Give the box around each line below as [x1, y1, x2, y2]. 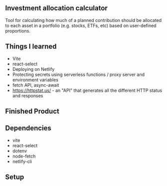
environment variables [12, 77, 59, 83]
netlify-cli [12, 158, 32, 164]
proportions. [5, 27, 31, 34]
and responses [12, 92, 43, 99]
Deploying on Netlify [12, 66, 55, 72]
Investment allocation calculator [5, 4, 108, 12]
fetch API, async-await [12, 82, 59, 88]
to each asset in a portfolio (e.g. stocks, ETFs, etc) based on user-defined [5, 22, 157, 28]
